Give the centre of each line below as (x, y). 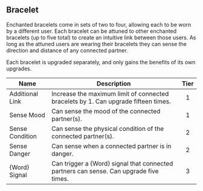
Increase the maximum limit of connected (110, 93)
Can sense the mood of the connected (106, 111)
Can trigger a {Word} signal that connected (112, 163)
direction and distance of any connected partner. (67, 50)
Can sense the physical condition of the (108, 129)
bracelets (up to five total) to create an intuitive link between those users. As (101, 37)
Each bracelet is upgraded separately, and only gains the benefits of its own (101, 62)
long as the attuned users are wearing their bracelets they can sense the (97, 44)
